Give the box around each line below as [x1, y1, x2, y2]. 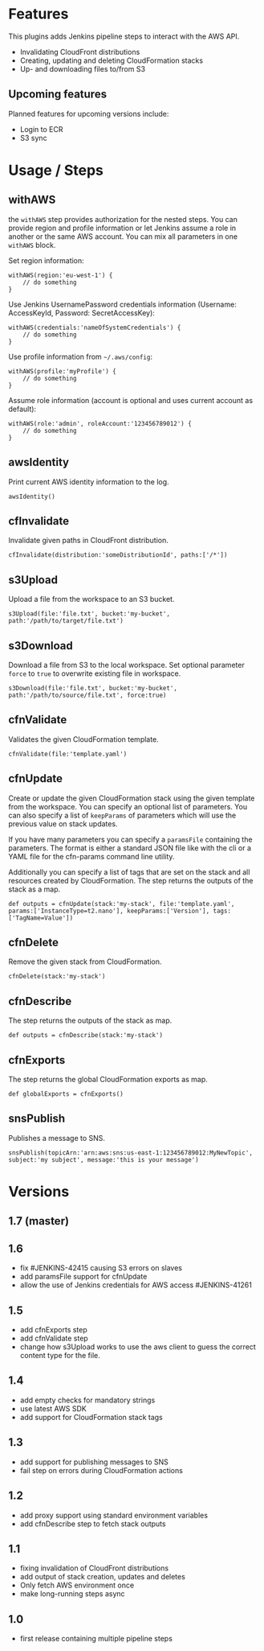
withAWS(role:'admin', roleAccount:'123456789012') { [8, 419, 193, 427]
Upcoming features [8, 88, 107, 101]
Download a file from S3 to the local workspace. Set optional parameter [8, 661, 245, 669]
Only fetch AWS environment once [19, 1580, 135, 1590]
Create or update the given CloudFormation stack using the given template [8, 793, 255, 803]
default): [8, 404, 37, 414]
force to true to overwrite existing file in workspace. [8, 669, 181, 678]
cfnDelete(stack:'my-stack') [8, 973, 106, 981]
